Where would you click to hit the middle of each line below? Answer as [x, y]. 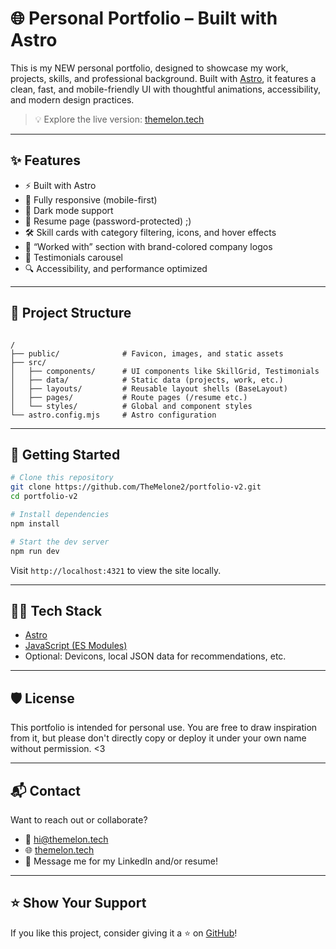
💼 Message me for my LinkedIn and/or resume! [121, 861]
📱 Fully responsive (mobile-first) [91, 199]
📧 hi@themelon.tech [66, 839]
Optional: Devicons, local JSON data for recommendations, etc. [155, 656]
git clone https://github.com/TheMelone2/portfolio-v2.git [136, 487]
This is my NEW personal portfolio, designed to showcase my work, [149, 68]
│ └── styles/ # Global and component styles [131, 406]
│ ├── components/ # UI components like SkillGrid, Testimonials [165, 371]
